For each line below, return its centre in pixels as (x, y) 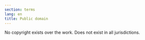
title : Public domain (26, 19)
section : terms (20, 10)
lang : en (13, 14)
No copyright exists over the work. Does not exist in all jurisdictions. (72, 33)
